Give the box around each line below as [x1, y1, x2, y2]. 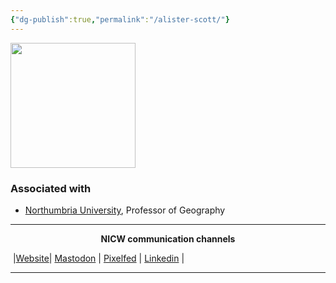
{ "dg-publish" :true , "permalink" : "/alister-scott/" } [10, 14, 230, 25]
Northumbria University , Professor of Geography [24, 204, 226, 216]
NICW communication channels [100, 232, 236, 245]
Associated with [10, 181, 92, 195]
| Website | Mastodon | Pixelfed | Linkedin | [12, 252, 185, 264]
